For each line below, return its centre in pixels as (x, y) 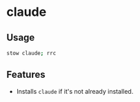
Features (26, 75)
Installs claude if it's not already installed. (75, 91)
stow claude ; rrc (31, 53)
